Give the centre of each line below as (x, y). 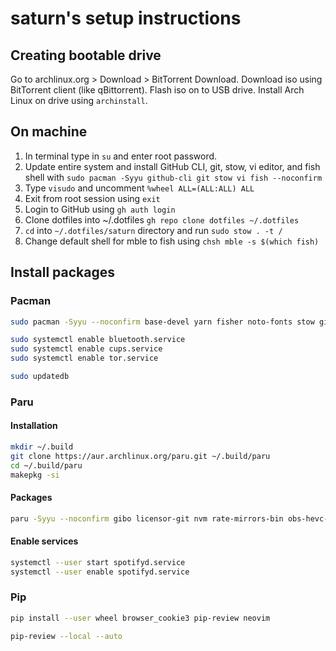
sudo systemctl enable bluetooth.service (98, 340)
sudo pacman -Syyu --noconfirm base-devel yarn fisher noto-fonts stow (162, 322)
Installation (34, 426)
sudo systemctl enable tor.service (84, 358)
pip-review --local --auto (66, 636)
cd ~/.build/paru (46, 465)
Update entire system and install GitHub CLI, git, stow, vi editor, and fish (172, 166)
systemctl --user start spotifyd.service (98, 562)
